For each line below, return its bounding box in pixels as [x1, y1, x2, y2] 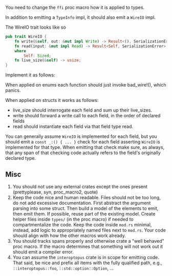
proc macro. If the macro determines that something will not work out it [12, 243, 163, 249]
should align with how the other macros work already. [12, 232, 126, 239]
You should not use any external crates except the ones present [12, 183, 147, 189]
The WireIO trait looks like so [5, 24, 67, 30]
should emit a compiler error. [12, 248, 74, 255]
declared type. [5, 155, 36, 161]
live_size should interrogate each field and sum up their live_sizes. [12, 107, 153, 113]
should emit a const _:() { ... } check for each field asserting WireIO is [5, 139, 160, 145]
